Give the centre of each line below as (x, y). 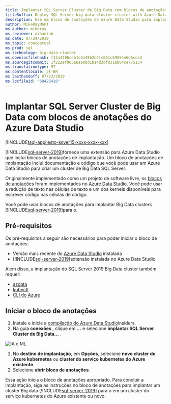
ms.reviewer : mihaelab (29, 34)
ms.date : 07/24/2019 (27, 39)
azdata (20, 284)
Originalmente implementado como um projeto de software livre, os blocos (84, 178)
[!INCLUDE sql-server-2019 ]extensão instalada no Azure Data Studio (84, 259)
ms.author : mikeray (26, 29)
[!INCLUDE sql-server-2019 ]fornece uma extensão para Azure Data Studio (83, 152)
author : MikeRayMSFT (27, 24)
